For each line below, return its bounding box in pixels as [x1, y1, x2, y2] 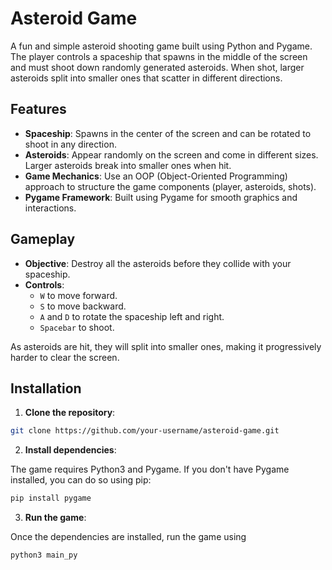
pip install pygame [10, 493, 92, 504]
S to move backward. [39, 300, 127, 312]
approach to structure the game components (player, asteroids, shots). [24, 180, 317, 192]
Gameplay [10, 231, 76, 248]
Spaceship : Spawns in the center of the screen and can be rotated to [24, 127, 312, 139]
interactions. [24, 202, 77, 214]
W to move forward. [39, 289, 118, 301]
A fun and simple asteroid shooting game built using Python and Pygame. [10, 40, 313, 52]
